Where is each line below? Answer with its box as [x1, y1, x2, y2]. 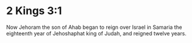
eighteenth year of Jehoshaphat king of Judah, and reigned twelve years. [6, 29, 187, 37]
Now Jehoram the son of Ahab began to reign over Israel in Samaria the [6, 24, 182, 31]
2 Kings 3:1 [6, 4, 63, 18]
